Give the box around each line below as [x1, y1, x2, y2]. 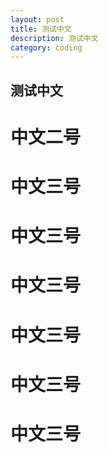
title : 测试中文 [10, 24, 72, 34]
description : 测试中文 [10, 33, 99, 43]
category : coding [10, 42, 83, 53]
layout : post [10, 14, 65, 25]
